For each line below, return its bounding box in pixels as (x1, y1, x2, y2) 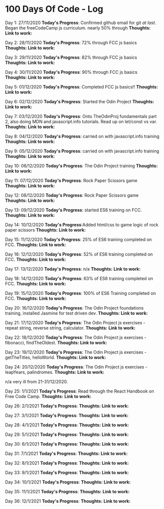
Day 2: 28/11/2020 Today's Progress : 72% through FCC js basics (5, 39, 137, 45)
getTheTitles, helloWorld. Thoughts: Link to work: (5, 354, 106, 360)
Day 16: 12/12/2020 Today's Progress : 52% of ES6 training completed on (5, 251, 153, 257)
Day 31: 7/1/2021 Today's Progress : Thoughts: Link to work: (5, 451, 128, 456)
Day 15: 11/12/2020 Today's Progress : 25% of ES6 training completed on (5, 236, 152, 242)
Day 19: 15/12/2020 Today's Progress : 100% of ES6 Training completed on (5, 290, 156, 296)
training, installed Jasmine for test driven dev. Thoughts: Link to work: (5, 310, 148, 316)
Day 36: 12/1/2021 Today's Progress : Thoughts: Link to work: (5, 498, 131, 504)
